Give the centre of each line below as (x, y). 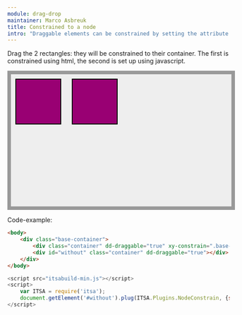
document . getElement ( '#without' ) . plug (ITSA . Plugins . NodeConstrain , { (125, 298)
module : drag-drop (34, 14)
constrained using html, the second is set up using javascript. (96, 61)
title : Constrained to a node (52, 27)
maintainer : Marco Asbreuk (47, 20)
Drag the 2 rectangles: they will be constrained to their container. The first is (118, 54)
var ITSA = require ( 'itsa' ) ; (63, 292)
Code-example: (30, 220)
